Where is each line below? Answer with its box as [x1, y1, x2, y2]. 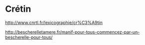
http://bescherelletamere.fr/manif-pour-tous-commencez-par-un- [5, 29, 140, 35]
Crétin [5, 3, 31, 15]
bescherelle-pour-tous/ [5, 34, 53, 40]
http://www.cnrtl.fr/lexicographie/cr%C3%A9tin [5, 20, 103, 25]
